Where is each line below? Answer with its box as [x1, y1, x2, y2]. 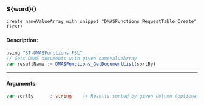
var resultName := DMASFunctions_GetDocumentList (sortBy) [6, 61, 156, 68]
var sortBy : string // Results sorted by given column [6, 93, 172, 100]
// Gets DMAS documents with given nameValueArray [6, 56, 137, 62]
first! [6, 24, 23, 30]
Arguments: [6, 80, 38, 87]
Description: [6, 36, 38, 43]
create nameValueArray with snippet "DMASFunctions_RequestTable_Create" [6, 19, 197, 25]
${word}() [6, 5, 36, 13]
